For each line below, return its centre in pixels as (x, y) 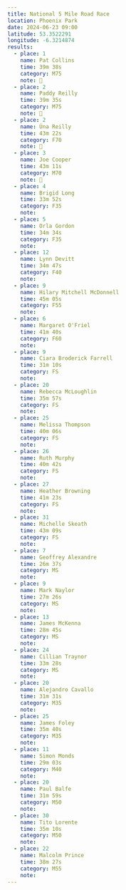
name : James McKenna (51, 623)
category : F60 (41, 338)
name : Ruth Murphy (47, 458)
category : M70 (41, 173)
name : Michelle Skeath (54, 524)
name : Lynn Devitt (47, 259)
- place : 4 (30, 186)
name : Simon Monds (47, 756)
